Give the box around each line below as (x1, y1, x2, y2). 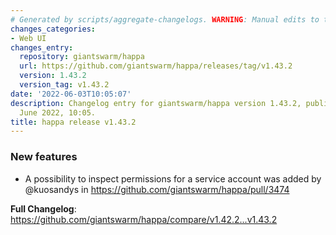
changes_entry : (10, 42, 74, 53)
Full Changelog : (10, 202, 77, 215)
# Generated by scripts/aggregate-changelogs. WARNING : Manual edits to (10, 14, 320, 25)
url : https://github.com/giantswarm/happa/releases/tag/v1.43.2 (19, 61, 293, 71)
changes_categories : (10, 24, 97, 34)
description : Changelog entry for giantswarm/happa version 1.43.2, (10, 98, 302, 108)
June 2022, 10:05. (19, 107, 97, 118)
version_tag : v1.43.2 (19, 80, 110, 90)
